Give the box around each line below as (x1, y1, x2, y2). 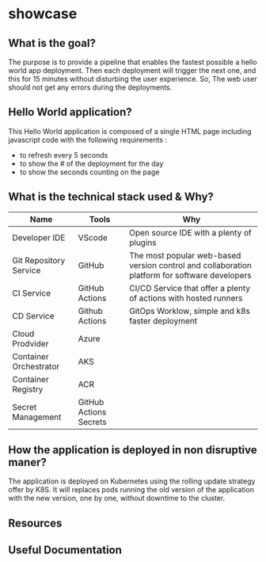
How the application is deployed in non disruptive (8, 443, 257, 457)
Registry (12, 384, 44, 395)
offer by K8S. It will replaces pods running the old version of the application (8, 485, 255, 495)
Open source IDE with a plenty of (129, 227, 252, 238)
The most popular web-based (129, 250, 241, 261)
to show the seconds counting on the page (19, 167, 160, 177)
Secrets (78, 416, 107, 427)
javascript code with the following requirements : (8, 135, 168, 144)
